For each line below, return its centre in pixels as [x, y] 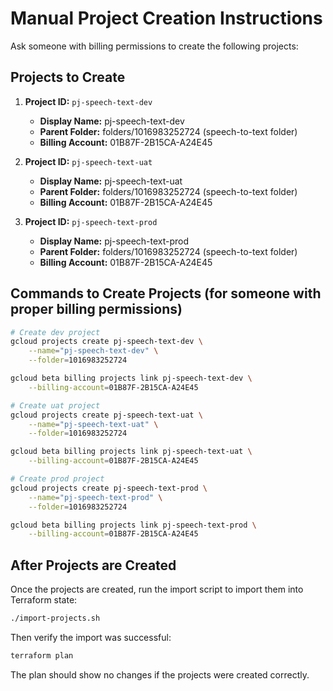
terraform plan [42, 656]
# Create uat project [55, 405]
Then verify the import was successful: [91, 637]
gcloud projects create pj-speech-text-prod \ [109, 488]
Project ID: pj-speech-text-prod [91, 221]
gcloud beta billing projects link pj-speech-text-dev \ [131, 378]
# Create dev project [55, 332]
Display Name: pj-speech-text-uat [111, 181]
